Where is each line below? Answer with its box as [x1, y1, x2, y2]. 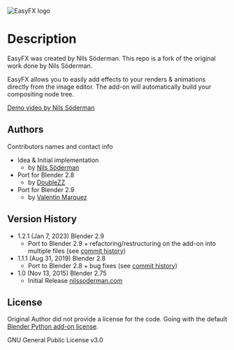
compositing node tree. [7, 89, 75, 98]
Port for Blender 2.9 [17, 185, 75, 194]
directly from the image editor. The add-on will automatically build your [7, 82, 212, 91]
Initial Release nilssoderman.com [27, 276, 123, 284]
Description [7, 31, 77, 47]
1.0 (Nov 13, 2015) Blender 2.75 [17, 269, 107, 277]
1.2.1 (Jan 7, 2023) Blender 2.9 [17, 231, 105, 240]
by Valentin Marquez [27, 193, 87, 201]
